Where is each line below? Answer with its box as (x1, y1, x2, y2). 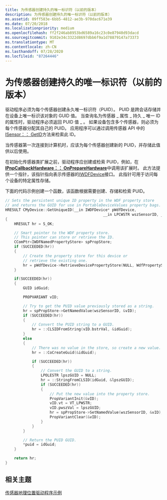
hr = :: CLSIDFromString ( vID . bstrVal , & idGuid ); (31, 327, 133, 332)
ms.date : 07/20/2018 (5, 21, 48, 26)
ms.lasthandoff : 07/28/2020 (5, 49, 64, 54)
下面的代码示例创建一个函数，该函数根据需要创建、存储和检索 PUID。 (5, 188, 148, 194)
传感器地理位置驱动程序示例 (5, 490, 62, 496)
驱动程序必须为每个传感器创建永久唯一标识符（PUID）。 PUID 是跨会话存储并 (5, 107, 162, 113)
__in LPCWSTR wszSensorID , (102, 212, 159, 217)
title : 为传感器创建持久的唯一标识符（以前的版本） (5, 7, 98, 12)
